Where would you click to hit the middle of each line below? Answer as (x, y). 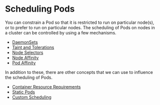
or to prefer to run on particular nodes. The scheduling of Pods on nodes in (80, 27)
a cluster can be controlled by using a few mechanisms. (61, 33)
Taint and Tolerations (33, 47)
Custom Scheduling (32, 97)
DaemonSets (25, 42)
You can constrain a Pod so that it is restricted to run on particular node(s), (80, 22)
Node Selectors (28, 52)
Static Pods (24, 92)
